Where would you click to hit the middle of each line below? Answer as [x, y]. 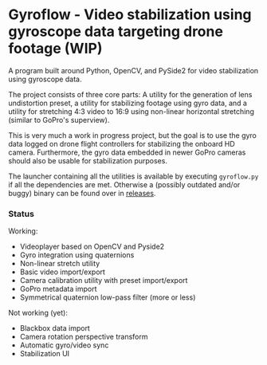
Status [21, 214]
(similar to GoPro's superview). [59, 120]
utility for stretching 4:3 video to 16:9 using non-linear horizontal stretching [132, 111]
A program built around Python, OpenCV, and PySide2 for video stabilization [133, 70]
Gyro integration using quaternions [77, 255]
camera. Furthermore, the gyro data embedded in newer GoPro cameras [127, 152]
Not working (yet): [38, 313]
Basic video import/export [63, 272]
